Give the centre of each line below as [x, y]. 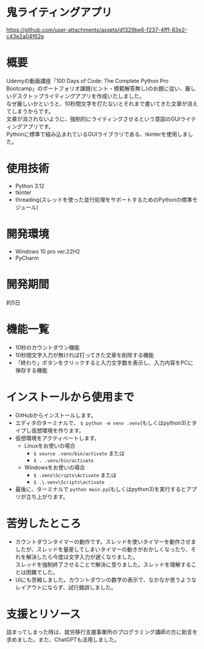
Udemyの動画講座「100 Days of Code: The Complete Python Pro [87, 80]
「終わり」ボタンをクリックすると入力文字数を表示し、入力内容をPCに [104, 363]
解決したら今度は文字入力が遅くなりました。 [82, 557]
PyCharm [27, 258]
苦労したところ [44, 523]
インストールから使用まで [70, 397]
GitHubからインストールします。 [55, 415]
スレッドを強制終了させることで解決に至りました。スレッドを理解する [103, 564]
